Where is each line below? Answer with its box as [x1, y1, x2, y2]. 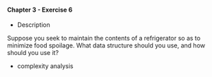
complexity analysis [17, 62, 74, 70]
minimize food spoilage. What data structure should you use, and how [7, 41, 205, 49]
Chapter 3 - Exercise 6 [7, 5, 73, 14]
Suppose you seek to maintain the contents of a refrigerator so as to [7, 34, 201, 43]
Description [17, 21, 50, 29]
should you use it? [7, 49, 59, 57]
